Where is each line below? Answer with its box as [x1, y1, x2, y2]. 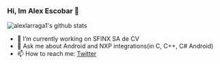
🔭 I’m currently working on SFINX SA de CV [16, 35, 140, 43]
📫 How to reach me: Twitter [16, 50, 97, 58]
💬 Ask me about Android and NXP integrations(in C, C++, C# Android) [16, 42, 214, 50]
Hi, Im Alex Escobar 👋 [7, 6, 80, 16]
